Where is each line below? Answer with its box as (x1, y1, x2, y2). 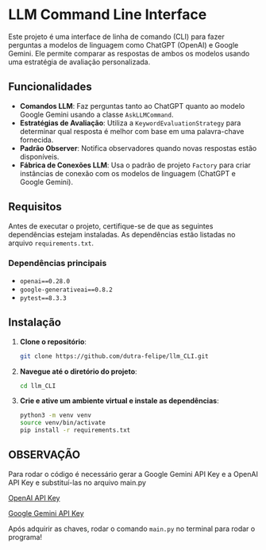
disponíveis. (19, 152, 60, 161)
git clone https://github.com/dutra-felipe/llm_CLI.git (19, 352, 209, 360)
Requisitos (8, 200, 62, 213)
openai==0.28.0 (19, 277, 71, 285)
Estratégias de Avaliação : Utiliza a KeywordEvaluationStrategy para (19, 117, 241, 128)
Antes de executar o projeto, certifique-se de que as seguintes (8, 221, 214, 231)
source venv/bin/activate (19, 419, 106, 427)
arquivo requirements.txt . (8, 238, 94, 248)
